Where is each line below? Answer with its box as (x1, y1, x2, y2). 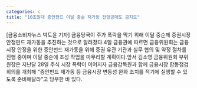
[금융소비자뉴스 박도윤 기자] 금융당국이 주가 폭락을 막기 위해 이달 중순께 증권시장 (6, 31, 191, 38)
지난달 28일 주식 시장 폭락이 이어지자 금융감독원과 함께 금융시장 (21, 60, 169, 68)
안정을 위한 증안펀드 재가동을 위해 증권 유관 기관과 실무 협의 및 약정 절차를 (17, 45, 187, 53)
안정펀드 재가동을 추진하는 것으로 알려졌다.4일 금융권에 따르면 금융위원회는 (6, 38, 178, 45)
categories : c (6, 8, 41, 15)
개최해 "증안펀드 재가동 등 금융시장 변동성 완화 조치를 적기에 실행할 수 (21, 68, 182, 75)
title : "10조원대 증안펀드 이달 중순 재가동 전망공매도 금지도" (6, 14, 140, 20)
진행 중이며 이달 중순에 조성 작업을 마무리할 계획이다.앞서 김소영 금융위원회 (6, 53, 178, 60)
